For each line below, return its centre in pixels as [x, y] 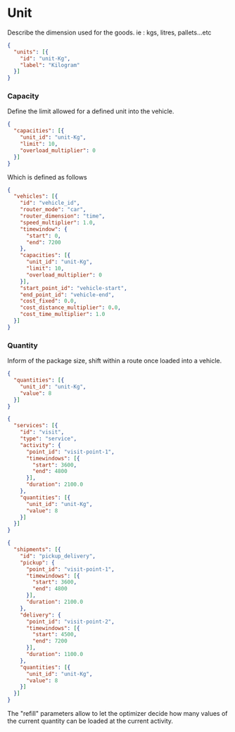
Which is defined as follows [47, 177]
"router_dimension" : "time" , [63, 216]
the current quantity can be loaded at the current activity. [90, 721]
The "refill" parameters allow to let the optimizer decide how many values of [118, 714]
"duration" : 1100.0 [54, 655]
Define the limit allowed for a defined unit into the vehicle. [91, 111]
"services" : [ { [36, 426]
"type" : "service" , [49, 439]
